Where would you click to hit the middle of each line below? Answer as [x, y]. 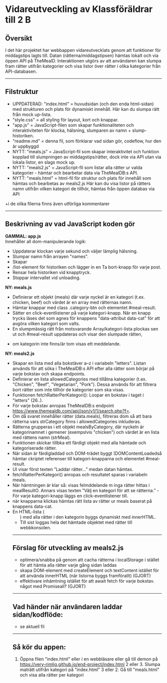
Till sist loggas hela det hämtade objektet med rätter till [76, 522]
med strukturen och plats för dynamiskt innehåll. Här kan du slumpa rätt [86, 109]
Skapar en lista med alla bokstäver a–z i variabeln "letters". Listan [79, 363]
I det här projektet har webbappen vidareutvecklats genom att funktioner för [83, 50]
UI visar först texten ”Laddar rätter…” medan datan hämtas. [73, 469]
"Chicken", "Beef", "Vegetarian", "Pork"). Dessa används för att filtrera [84, 384]
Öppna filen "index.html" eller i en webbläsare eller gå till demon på [89, 659]
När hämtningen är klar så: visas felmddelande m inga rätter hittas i [81, 485]
